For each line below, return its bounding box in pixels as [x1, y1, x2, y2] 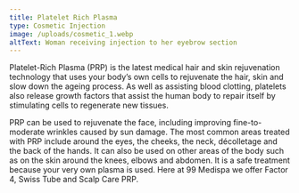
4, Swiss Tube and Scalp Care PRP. [9, 174, 139, 185]
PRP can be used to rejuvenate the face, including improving [9, 117, 232, 128]
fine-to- [233, 117, 262, 128]
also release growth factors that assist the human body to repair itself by [9, 91, 277, 101]
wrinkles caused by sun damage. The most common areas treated [46, 126, 290, 138]
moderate [9, 126, 46, 138]
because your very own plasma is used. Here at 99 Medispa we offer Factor [9, 165, 288, 175]
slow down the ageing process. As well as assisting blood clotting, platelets [9, 81, 287, 92]
